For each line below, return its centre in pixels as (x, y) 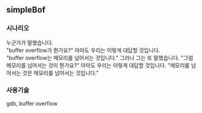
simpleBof (26, 10)
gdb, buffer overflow (32, 103)
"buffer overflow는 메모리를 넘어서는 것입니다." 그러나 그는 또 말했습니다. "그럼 (100, 57)
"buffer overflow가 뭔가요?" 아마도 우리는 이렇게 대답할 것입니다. (83, 50)
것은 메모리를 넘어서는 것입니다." (60, 73)
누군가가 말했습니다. (30, 42)
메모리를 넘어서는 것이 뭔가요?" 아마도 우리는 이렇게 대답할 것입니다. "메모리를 (98, 65)
